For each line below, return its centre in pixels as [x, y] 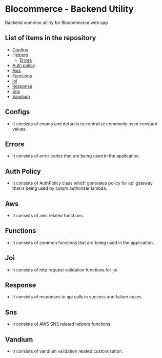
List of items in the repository [51, 38]
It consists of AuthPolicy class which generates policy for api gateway [82, 183]
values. [19, 129]
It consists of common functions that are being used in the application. [83, 243]
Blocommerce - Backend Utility [70, 9]
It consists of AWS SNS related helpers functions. [62, 324]
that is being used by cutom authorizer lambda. [60, 188]
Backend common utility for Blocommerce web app [57, 22]
